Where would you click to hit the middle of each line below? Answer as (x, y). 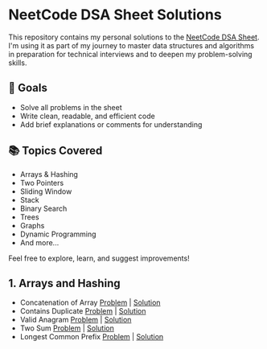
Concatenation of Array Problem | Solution (90, 302)
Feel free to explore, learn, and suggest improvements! (99, 258)
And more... (39, 242)
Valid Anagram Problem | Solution (76, 320)
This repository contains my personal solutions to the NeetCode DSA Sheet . (134, 37)
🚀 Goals (28, 88)
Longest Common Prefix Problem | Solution (92, 337)
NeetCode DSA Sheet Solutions (115, 15)
